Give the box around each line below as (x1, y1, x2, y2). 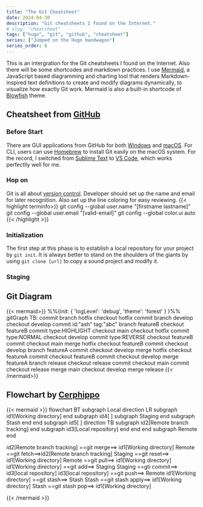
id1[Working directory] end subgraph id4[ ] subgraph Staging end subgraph (6, 412, 195, 419)
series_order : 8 (6, 43, 47, 49)
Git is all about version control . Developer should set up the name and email (6, 190, 195, 197)
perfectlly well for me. (6, 160, 61, 168)
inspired (6, 78, 27, 86)
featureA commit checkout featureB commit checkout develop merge (6, 353, 179, 360)
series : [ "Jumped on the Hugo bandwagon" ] (6, 37, 115, 43)
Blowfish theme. (6, 92, 47, 99)
